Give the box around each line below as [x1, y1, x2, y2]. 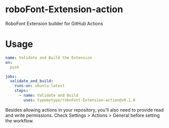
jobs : [5, 74, 17, 79]
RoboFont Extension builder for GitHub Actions [5, 20, 103, 27]
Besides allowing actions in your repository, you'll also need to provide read [5, 107, 164, 113]
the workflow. [5, 117, 34, 123]
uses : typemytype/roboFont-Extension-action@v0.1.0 [23, 97, 136, 103]
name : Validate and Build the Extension [5, 55, 93, 60]
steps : [14, 88, 29, 93]
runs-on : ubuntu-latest [14, 83, 65, 89]
